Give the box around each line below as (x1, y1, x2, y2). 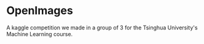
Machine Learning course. (6, 30, 73, 37)
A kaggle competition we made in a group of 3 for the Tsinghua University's (6, 24, 198, 31)
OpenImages (6, 4, 74, 18)
